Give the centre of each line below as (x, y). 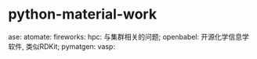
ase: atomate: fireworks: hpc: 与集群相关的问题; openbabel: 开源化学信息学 (128, 36)
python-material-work (83, 14)
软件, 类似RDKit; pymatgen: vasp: (62, 46)
